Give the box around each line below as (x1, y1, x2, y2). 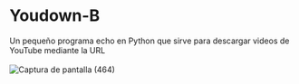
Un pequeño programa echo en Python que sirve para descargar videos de (9, 35, 290, 46)
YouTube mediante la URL (9, 44, 106, 55)
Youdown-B (9, 5, 101, 26)
